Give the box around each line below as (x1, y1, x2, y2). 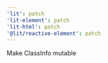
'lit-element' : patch (6, 17, 70, 24)
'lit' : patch (6, 10, 45, 17)
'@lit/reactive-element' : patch (6, 29, 101, 37)
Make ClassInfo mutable (6, 49, 76, 57)
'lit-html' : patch (6, 23, 60, 30)
